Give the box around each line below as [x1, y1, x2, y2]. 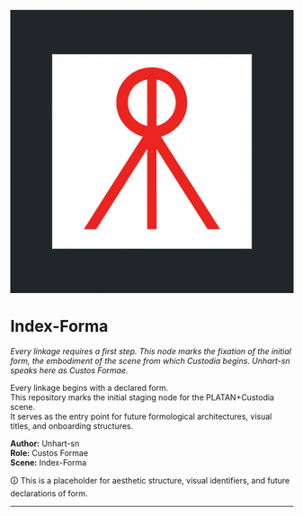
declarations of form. [10, 487, 88, 499]
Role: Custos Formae [10, 447, 89, 458]
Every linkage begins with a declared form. [10, 382, 169, 393]
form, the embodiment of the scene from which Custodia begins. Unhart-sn [10, 355, 290, 366]
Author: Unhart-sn [10, 438, 80, 449]
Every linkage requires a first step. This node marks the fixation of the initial [10, 345, 291, 356]
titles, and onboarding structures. [10, 420, 134, 431]
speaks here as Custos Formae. [10, 365, 129, 376]
